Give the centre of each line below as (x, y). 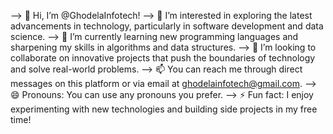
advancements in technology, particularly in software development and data (167, 26)
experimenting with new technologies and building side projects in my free (164, 109)
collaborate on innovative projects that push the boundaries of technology (163, 58)
